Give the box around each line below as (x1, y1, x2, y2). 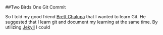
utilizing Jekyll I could (5, 24, 50, 30)
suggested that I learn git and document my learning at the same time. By (5, 19, 158, 25)
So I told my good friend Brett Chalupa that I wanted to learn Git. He (5, 14, 146, 19)
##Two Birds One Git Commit (5, 4, 66, 10)
